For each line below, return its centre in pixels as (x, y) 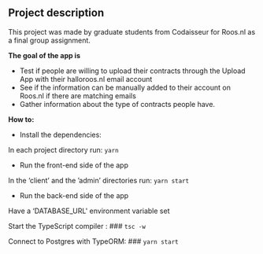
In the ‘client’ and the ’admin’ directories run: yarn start (99, 180)
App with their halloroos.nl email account (86, 79)
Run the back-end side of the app (74, 195)
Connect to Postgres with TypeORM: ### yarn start (93, 241)
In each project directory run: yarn (64, 149)
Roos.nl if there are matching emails (78, 96)
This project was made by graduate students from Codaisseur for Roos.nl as (132, 31)
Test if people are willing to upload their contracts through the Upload (132, 71)
